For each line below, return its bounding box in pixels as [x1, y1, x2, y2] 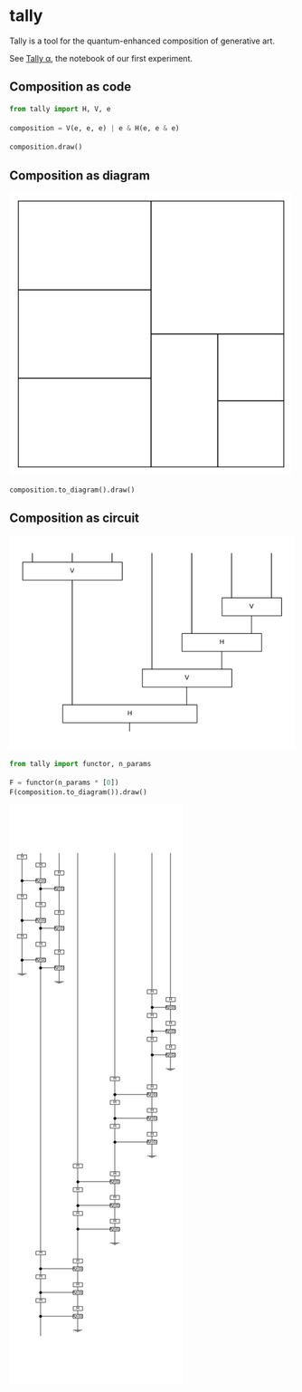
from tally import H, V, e [9, 104, 111, 113]
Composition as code [9, 79, 132, 95]
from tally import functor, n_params [9, 759, 152, 768]
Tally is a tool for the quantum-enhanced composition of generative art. [9, 35, 276, 46]
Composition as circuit [9, 511, 140, 526]
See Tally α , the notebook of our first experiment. [9, 53, 193, 63]
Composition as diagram [9, 168, 151, 183]
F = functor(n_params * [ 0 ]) [9, 778, 119, 788]
